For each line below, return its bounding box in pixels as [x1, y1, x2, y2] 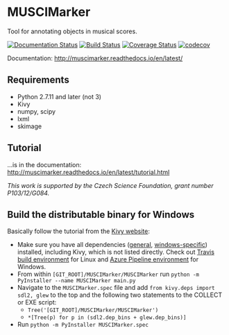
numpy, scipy [17, 107, 56, 115]
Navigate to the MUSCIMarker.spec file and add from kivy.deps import [17, 284, 215, 292]
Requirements [7, 74, 69, 86]
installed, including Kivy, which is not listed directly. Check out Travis [17, 248, 215, 257]
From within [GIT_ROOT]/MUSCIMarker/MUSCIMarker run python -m [17, 270, 200, 278]
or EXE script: [17, 298, 57, 307]
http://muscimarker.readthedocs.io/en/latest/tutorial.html [7, 168, 170, 176]
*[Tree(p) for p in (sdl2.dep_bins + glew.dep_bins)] [27, 314, 187, 321]
